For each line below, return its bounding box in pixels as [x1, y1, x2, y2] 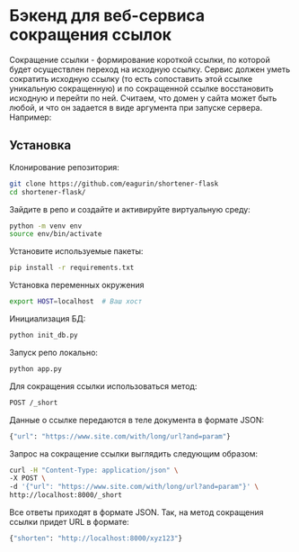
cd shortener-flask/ [9, 187, 87, 196]
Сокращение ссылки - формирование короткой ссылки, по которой [9, 54, 271, 65]
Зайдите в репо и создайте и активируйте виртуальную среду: [9, 204, 251, 214]
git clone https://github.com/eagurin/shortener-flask [9, 179, 219, 188]
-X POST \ [9, 474, 47, 483]
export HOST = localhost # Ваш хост [9, 297, 143, 306]
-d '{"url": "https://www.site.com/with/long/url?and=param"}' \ [9, 483, 259, 492]
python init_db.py [9, 330, 78, 339]
